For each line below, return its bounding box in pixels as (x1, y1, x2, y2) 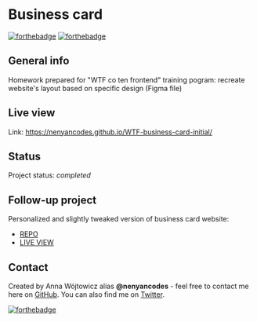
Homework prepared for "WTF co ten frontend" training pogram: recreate (8, 75, 245, 84)
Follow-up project (8, 193, 96, 207)
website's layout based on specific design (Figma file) (8, 83, 183, 93)
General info (8, 54, 70, 68)
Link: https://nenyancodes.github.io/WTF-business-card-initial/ (8, 127, 213, 137)
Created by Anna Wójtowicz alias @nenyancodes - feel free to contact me (8, 281, 249, 291)
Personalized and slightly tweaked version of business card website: (8, 214, 230, 224)
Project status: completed (8, 170, 92, 180)
